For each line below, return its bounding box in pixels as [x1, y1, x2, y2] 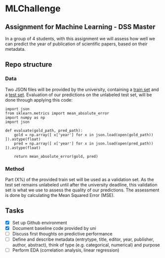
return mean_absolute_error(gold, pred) [14, 154, 98, 159]
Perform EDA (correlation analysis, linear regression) [12, 247, 120, 253]
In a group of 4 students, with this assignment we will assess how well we [5, 36, 156, 41]
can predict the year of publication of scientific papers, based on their [5, 41, 148, 47]
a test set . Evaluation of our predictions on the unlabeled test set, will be [5, 92, 152, 98]
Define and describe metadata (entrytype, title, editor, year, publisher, [12, 236, 154, 242]
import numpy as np [5, 115, 45, 120]
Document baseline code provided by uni [12, 225, 96, 231]
